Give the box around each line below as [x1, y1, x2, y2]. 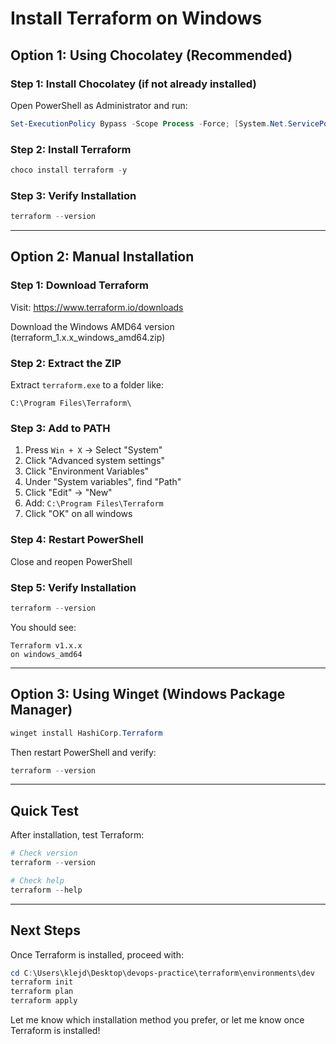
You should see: [10, 621, 77, 633]
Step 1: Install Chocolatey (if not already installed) [10, 77, 257, 91]
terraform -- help [10, 885, 83, 895]
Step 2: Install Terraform [10, 142, 132, 156]
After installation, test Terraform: [10, 829, 145, 841]
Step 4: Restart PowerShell [10, 533, 144, 547]
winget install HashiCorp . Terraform [10, 728, 163, 738]
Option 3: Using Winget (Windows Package [10, 686, 286, 703]
